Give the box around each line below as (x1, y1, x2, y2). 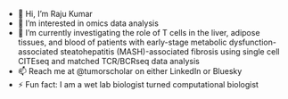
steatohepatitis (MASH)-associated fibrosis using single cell (60, 46, 280, 57)
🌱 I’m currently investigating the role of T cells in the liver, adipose (17, 28, 260, 37)
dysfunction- (228, 37, 276, 47)
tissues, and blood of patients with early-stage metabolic (17, 37, 227, 47)
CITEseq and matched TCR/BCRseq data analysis (17, 56, 201, 66)
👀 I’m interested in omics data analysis (17, 18, 159, 29)
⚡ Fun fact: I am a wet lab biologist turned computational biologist (17, 79, 259, 89)
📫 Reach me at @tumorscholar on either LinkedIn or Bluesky (17, 66, 243, 76)
